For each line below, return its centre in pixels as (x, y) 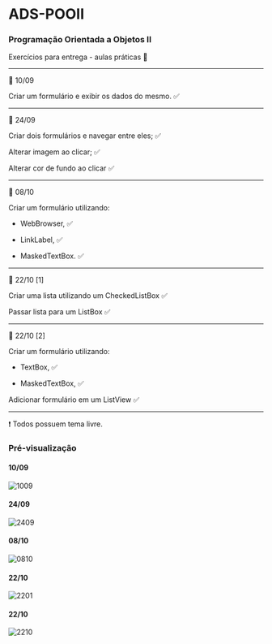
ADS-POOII (47, 14)
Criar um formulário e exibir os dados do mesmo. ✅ (94, 96)
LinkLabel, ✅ (41, 240)
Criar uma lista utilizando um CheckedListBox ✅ (88, 296)
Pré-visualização (42, 448)
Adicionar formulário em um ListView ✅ (74, 400)
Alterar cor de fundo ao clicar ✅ (62, 168)
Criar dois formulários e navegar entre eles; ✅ (85, 136)
